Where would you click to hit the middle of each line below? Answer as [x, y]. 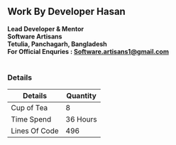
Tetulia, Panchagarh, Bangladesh [57, 44]
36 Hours [81, 119]
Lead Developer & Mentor [45, 28]
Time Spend [31, 119]
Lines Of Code [35, 131]
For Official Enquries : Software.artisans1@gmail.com [88, 51]
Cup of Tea [29, 108]
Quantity [82, 96]
